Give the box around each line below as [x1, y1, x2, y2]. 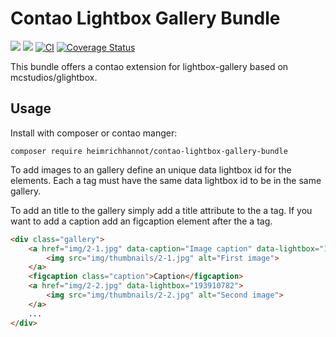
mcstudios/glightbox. [10, 71, 98, 83]
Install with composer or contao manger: [10, 127, 178, 139]
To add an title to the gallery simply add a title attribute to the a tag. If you [10, 204, 313, 216]
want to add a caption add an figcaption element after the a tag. [10, 215, 273, 227]
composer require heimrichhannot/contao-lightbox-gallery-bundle [10, 146, 288, 156]
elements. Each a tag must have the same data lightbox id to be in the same [10, 174, 322, 186]
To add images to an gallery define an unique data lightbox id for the [10, 163, 292, 176]
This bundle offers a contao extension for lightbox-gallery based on [10, 60, 289, 72]
